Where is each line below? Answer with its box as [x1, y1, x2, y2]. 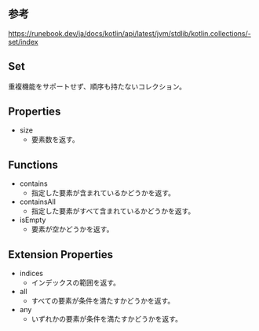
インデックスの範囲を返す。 [31, 278, 120, 288]
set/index [8, 37, 38, 46]
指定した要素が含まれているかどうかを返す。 [31, 188, 175, 198]
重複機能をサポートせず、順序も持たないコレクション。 [8, 82, 187, 91]
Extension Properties [8, 248, 114, 261]
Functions [8, 158, 59, 171]
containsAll [19, 197, 57, 206]
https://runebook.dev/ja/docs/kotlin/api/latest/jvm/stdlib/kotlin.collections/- [8, 28, 251, 38]
